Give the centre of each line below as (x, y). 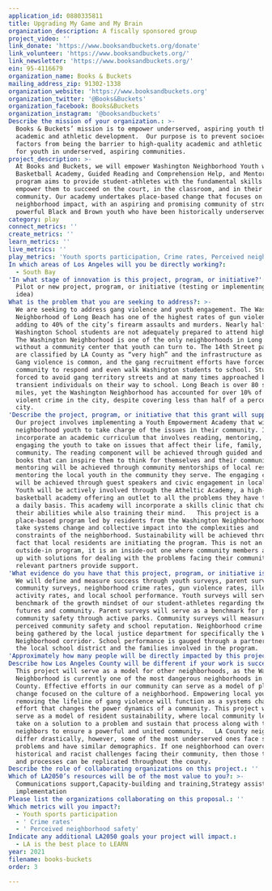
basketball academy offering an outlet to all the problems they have (137, 498)
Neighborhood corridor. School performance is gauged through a (126, 641)
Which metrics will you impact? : (65, 807)
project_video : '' (39, 38)
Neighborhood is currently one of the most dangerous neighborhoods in (139, 678)
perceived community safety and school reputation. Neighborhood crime (139, 626)
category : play (34, 220)
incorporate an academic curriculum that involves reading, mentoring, (139, 437)
